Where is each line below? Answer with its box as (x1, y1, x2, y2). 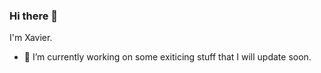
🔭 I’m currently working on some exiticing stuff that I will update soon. (23, 51, 312, 63)
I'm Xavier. (9, 32, 53, 44)
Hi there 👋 (9, 9, 59, 23)
